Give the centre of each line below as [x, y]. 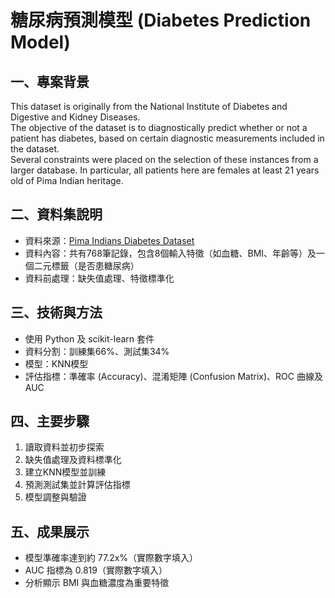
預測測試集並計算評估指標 [77, 485]
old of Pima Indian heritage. [67, 180]
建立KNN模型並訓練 [65, 472]
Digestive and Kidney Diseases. [75, 117]
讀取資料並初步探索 [64, 447]
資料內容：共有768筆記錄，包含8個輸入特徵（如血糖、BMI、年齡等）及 [170, 253]
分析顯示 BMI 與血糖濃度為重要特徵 [97, 583]
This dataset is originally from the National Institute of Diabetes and [149, 106]
